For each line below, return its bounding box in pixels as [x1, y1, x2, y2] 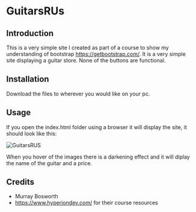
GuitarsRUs [6, 4, 65, 18]
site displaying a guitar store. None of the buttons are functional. [6, 57, 166, 64]
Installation [6, 74, 49, 85]
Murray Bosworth [14, 193, 58, 200]
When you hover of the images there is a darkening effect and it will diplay [6, 153, 191, 160]
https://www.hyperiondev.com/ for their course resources [14, 199, 158, 207]
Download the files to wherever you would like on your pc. [6, 90, 150, 97]
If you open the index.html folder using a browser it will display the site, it [6, 123, 188, 130]
